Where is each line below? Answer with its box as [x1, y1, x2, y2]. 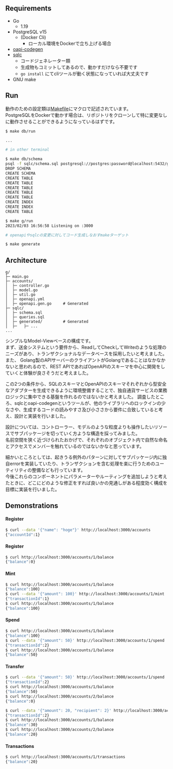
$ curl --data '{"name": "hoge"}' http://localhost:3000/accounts [5, 527, 151, 532]
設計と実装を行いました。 [14, 413, 68, 419]
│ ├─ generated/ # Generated [5, 319, 89, 325]
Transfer [5, 663, 25, 669]
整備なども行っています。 [31, 467, 86, 473]
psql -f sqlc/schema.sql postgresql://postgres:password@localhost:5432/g [5, 162, 169, 167]
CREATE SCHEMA [5, 171, 36, 176]
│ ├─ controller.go [5, 283, 50, 289]
